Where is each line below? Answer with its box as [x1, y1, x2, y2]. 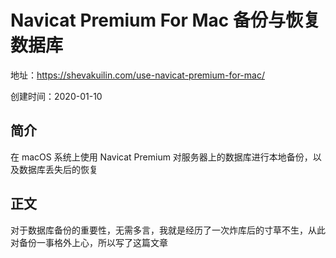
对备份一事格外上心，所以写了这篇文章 [10, 236, 168, 248]
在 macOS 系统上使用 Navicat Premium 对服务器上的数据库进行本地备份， [10, 151, 313, 163]
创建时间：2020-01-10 [10, 90, 103, 102]
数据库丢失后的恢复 [18, 163, 98, 175]
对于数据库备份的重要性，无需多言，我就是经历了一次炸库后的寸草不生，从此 [10, 224, 326, 236]
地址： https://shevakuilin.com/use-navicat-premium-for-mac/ [10, 69, 265, 81]
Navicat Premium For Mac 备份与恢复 [10, 9, 321, 32]
